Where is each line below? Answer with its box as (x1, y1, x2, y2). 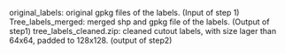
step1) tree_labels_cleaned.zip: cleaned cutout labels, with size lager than (9, 26, 277, 36)
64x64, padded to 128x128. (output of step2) (9, 35, 173, 45)
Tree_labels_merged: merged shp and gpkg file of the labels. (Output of (9, 17, 270, 27)
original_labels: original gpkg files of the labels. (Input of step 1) (9, 8, 240, 17)
